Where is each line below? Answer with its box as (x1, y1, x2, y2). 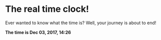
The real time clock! (5, 3, 89, 15)
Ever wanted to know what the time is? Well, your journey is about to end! (5, 20, 156, 26)
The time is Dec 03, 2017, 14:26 (5, 29, 71, 35)
